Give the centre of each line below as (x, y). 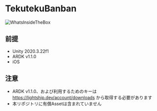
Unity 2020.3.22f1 (30, 51)
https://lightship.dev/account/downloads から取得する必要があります (82, 97)
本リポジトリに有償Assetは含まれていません (57, 104)
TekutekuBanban (41, 9)
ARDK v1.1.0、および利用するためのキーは (55, 91)
